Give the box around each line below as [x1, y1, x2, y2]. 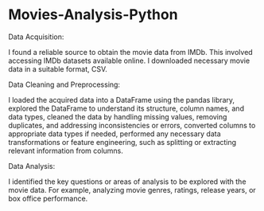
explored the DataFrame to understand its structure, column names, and [8, 104, 245, 113]
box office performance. [8, 193, 88, 203]
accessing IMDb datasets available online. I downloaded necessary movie [8, 56, 250, 65]
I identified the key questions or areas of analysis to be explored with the [8, 177, 247, 186]
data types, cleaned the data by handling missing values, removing [8, 111, 227, 121]
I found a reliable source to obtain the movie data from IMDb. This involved [8, 47, 253, 57]
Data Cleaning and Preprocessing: [8, 80, 121, 89]
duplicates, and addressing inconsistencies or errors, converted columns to [8, 120, 256, 130]
